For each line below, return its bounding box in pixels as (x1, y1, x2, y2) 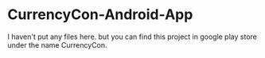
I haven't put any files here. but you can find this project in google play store (7, 32, 258, 41)
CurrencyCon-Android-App (7, 6, 193, 24)
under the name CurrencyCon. (7, 40, 107, 49)
